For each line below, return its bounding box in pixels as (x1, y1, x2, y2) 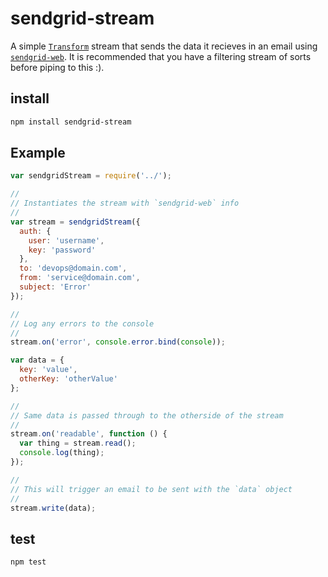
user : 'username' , (28, 235, 105, 246)
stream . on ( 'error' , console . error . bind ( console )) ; (10, 337, 226, 347)
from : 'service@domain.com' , (19, 273, 141, 283)
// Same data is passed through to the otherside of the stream (10, 410, 284, 421)
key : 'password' (28, 245, 97, 255)
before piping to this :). (10, 61, 105, 73)
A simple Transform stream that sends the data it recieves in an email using (10, 40, 318, 52)
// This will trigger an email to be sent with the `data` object (10, 484, 293, 494)
